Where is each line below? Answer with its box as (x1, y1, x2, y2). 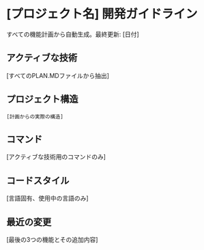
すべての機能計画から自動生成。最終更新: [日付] (6, 30, 139, 38)
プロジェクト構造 (6, 94, 78, 105)
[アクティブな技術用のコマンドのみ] (6, 153, 106, 161)
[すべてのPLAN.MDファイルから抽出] (6, 71, 110, 79)
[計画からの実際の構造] (6, 113, 64, 120)
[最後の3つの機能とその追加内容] (6, 236, 98, 243)
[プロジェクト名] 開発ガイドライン (6, 6, 198, 22)
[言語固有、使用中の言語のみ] (6, 194, 89, 202)
